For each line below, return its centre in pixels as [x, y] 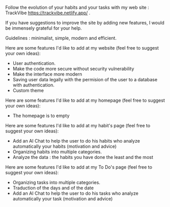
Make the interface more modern [47, 74]
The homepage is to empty [41, 116]
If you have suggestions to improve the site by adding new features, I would [85, 23]
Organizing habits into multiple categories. [57, 152]
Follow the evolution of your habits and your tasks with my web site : [77, 7]
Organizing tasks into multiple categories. [56, 182]
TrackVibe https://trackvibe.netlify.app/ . [48, 13]
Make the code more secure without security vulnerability [73, 69]
